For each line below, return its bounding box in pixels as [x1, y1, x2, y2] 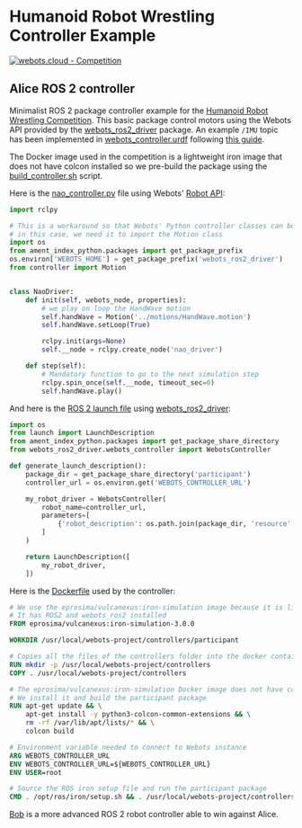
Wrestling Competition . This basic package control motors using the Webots [9, 114, 292, 125]
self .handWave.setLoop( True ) [41, 321, 151, 330]
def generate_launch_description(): [9, 461, 147, 470]
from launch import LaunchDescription [9, 429, 155, 438]
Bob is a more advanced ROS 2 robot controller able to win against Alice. [9, 809, 279, 820]
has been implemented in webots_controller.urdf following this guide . [9, 133, 265, 145]
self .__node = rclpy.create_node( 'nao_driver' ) [41, 345, 223, 354]
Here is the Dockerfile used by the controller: [9, 585, 176, 596]
